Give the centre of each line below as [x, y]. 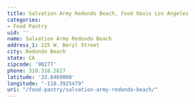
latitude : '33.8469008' [41, 77]
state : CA [21, 58]
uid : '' [18, 32]
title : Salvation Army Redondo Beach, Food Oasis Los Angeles [98, 13]
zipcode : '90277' [32, 64]
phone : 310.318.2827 [37, 70]
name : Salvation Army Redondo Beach [59, 39]
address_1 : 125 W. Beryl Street [53, 45]
